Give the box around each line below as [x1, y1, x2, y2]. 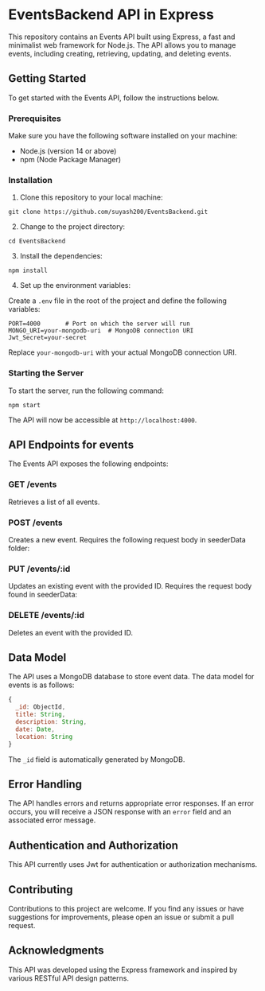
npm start [8, 401, 41, 409]
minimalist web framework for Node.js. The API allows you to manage [8, 40, 236, 49]
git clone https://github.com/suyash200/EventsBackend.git [8, 208, 208, 216]
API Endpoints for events [8, 438, 134, 452]
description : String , [15, 718, 88, 726]
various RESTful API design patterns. [8, 973, 130, 983]
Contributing [8, 883, 73, 896]
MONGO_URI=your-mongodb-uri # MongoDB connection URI [8, 327, 194, 335]
